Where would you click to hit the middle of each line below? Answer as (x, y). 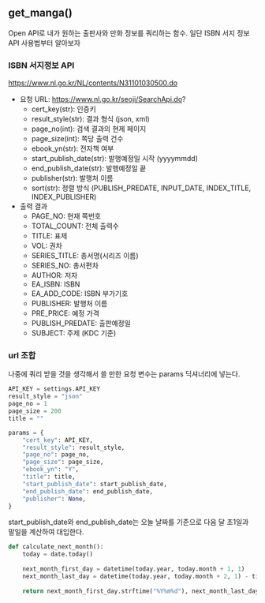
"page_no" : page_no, (56, 455)
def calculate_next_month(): (56, 547)
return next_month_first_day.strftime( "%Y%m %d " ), (106, 591)
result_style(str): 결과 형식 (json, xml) (90, 119)
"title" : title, (49, 477)
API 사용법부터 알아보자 (45, 43)
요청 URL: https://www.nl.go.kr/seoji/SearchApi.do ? (103, 99)
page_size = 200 (35, 411)
